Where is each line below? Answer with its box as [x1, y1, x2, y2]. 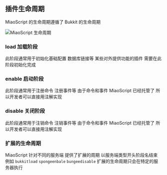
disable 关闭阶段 [5, 108, 45, 115]
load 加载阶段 [5, 43, 38, 50]
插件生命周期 [5, 4, 45, 13]
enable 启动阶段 [5, 75, 44, 82]
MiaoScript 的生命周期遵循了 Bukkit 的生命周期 [5, 19, 101, 25]
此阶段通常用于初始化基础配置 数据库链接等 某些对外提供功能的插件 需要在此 [5, 55, 162, 61]
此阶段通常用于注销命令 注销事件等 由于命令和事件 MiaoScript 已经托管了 [5, 120, 155, 126]
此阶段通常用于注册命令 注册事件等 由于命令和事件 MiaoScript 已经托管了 [5, 88, 155, 94]
